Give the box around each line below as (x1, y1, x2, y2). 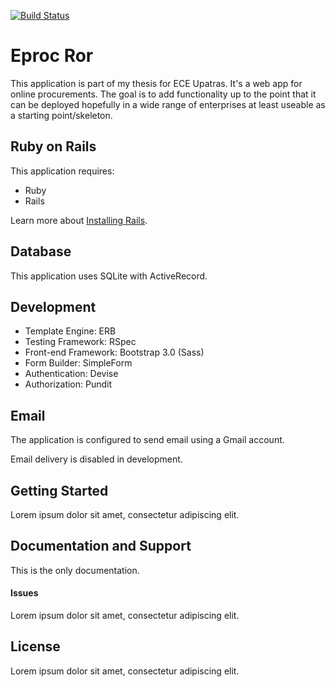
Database (10, 243, 72, 260)
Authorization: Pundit (24, 378, 113, 390)
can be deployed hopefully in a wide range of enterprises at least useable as (10, 98, 326, 110)
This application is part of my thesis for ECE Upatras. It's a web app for (10, 77, 303, 89)
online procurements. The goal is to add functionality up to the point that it (10, 88, 317, 100)
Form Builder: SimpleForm (24, 357, 133, 369)
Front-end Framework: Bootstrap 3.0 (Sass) (24, 346, 205, 359)
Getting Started (10, 482, 109, 499)
